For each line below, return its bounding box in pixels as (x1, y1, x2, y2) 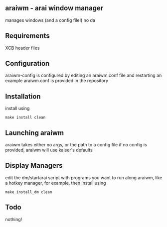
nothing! (5, 216, 22, 222)
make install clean (5, 115, 46, 120)
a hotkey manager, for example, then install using (5, 180, 106, 186)
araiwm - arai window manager (5, 4, 104, 12)
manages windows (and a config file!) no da (5, 17, 96, 23)
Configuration (5, 59, 50, 68)
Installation (5, 92, 41, 101)
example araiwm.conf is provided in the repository (5, 78, 109, 84)
